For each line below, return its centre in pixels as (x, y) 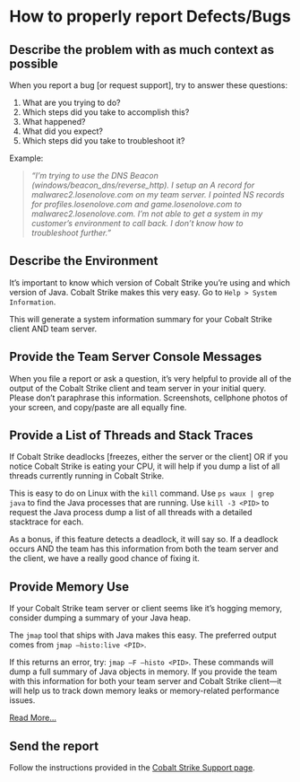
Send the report (54, 746)
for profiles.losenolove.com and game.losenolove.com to (136, 204)
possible (34, 63)
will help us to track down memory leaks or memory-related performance (144, 691)
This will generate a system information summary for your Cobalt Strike (141, 319)
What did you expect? (62, 131)
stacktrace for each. (47, 522)
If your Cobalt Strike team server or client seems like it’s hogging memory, (146, 609)
